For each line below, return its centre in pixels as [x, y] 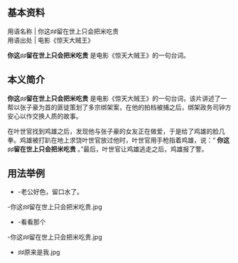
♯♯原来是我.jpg [39, 252]
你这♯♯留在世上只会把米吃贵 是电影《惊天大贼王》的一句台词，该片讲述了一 [117, 98]
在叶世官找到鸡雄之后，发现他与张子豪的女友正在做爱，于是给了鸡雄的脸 [113, 131]
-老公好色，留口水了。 [50, 192]
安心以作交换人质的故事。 [45, 116]
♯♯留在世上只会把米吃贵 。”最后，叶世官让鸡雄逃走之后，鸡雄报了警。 [108, 149]
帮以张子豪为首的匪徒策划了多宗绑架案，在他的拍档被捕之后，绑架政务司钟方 [119, 107]
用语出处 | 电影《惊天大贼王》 [51, 40]
